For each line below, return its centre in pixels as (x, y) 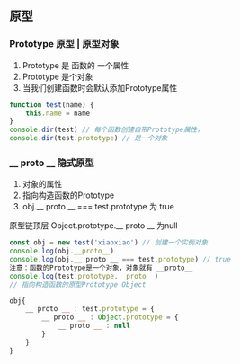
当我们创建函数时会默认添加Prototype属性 (100, 87)
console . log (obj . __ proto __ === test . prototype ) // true (120, 260)
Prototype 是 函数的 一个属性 (76, 65)
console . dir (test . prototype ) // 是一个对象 (89, 138)
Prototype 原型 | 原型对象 (64, 44)
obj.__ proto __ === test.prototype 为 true (98, 207)
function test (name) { (52, 105)
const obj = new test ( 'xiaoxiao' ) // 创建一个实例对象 (109, 243)
